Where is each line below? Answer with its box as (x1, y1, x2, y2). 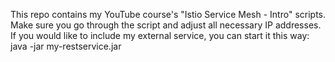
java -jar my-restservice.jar (10, 40, 122, 52)
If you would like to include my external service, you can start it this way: (10, 30, 310, 41)
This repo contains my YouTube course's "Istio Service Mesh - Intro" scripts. (10, 9, 326, 20)
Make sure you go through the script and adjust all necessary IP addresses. (10, 19, 322, 31)
